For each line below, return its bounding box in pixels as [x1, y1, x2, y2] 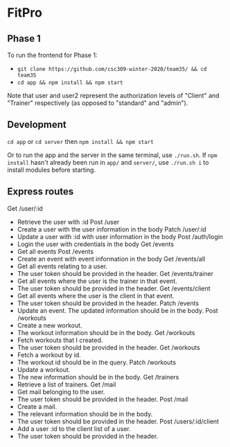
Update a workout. [17, 365, 71, 373]
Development [7, 119, 67, 131]
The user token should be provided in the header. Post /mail [17, 395, 188, 403]
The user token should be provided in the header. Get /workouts [17, 343, 201, 352]
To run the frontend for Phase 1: [7, 51, 98, 59]
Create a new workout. [17, 321, 82, 330]
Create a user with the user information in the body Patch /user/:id [17, 225, 206, 234]
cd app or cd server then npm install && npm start [7, 137, 154, 145]
